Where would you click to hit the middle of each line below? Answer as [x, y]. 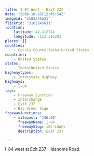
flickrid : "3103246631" [29, 23]
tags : [10, 91]
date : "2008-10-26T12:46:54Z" [35, 14]
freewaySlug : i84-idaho [42, 126]
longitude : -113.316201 [38, 37]
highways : [15, 81]
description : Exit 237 [40, 131]
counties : [15, 46]
